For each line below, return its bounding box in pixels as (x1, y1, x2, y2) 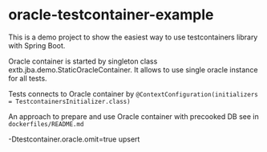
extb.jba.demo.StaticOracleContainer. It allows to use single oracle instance (8, 64, 258, 74)
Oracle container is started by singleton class (8, 56, 158, 66)
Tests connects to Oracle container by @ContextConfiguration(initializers (8, 88, 258, 98)
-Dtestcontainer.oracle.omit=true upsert (8, 134, 140, 144)
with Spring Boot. (8, 40, 66, 50)
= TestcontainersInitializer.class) (8, 97, 131, 105)
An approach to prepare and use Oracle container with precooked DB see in (8, 111, 259, 121)
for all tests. (8, 73, 47, 83)
